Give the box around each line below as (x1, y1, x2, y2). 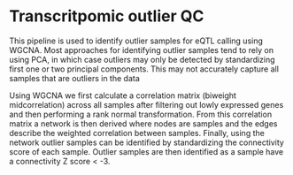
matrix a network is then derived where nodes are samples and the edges (9, 118, 278, 129)
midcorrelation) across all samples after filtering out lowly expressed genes (9, 99, 284, 110)
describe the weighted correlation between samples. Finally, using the (9, 127, 266, 138)
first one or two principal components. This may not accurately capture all (9, 64, 279, 74)
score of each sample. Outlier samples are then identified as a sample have (9, 146, 284, 156)
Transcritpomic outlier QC (9, 6, 204, 27)
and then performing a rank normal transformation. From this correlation (9, 109, 273, 119)
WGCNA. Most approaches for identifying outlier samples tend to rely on (9, 44, 274, 55)
